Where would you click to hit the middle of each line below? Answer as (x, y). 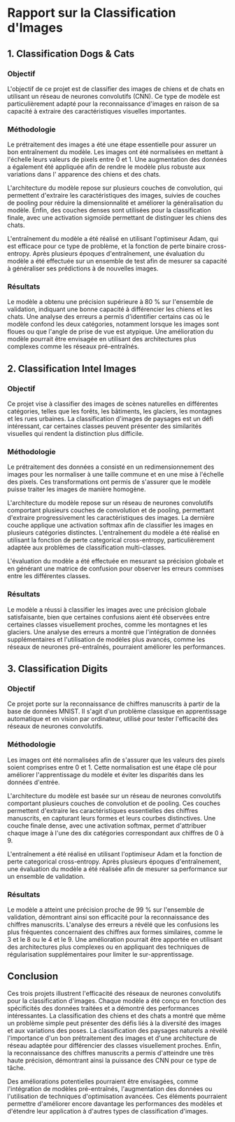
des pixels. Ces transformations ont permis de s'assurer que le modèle (109, 482)
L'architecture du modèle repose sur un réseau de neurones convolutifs (110, 503)
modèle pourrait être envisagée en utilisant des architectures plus (102, 339)
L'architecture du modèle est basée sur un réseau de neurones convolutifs (114, 795)
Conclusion (33, 977)
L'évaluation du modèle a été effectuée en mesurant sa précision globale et (115, 561)
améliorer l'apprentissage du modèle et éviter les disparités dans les (106, 774)
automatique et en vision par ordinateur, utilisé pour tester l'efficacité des (113, 719)
